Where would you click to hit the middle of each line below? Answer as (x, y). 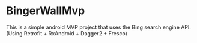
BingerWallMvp (46, 11)
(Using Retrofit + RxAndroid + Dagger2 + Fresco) (67, 33)
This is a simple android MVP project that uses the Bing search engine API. (98, 27)
